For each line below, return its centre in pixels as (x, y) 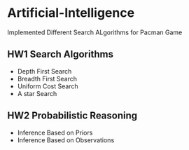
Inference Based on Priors (55, 132)
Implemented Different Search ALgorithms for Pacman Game (95, 32)
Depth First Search (44, 71)
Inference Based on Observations (66, 140)
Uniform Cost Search (48, 86)
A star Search (37, 93)
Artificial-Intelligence (71, 13)
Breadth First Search (47, 79)
